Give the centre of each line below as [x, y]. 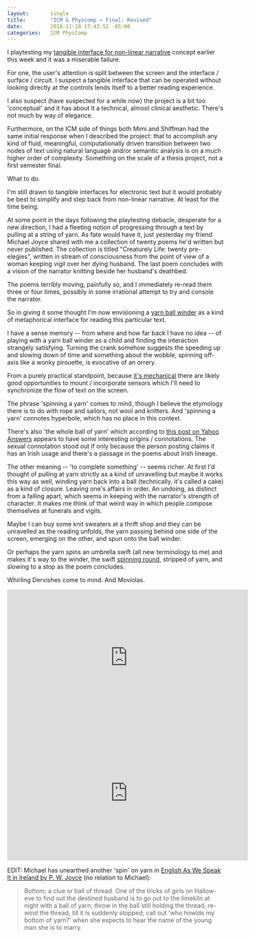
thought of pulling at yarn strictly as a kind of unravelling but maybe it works [115, 474]
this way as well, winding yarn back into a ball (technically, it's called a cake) [115, 482]
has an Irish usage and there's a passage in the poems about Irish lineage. [112, 454]
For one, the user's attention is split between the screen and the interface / [113, 73]
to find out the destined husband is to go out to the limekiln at [123, 898]
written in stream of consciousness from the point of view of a [121, 257]
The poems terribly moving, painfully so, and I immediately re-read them [110, 285]
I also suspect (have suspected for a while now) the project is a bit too [107, 101]
